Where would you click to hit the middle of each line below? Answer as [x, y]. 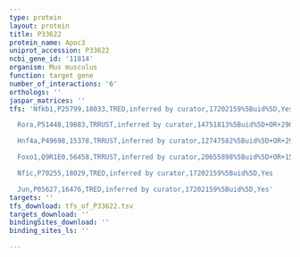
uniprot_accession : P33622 [59, 51]
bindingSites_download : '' [59, 223]
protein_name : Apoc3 [48, 42]
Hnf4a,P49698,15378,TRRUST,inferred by [92, 141]
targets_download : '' [50, 214]
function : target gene [51, 76]
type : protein [36, 17]
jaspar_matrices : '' [48, 100]
